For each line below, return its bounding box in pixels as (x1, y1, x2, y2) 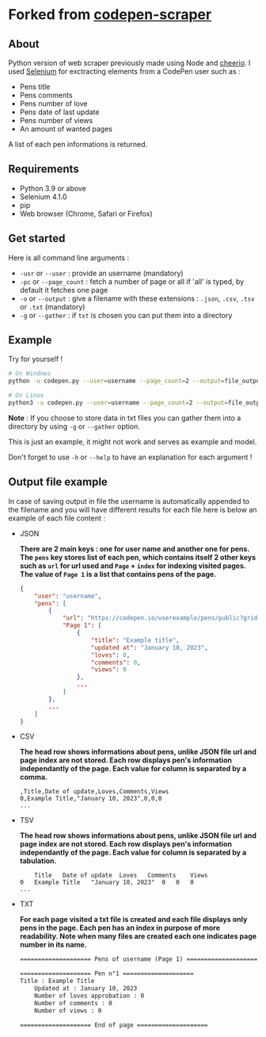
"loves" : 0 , (90, 651, 131, 659)
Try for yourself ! (8, 355, 63, 364)
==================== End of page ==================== (19, 1021, 208, 1029)
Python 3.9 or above (19, 183, 87, 193)
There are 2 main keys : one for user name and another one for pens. (19, 543, 250, 553)
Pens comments (19, 90, 73, 100)
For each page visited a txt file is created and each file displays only (19, 915, 248, 924)
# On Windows (8, 370, 51, 378)
